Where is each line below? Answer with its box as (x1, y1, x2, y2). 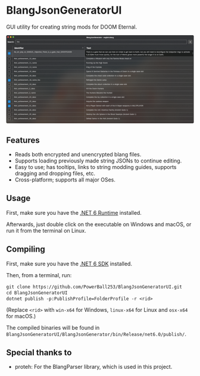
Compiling (6, 245, 46, 255)
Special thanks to (6, 347, 72, 358)
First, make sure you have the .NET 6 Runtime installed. (6, 209, 142, 216)
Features (6, 135, 40, 145)
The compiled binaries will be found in (6, 324, 100, 331)
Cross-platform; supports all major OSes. (14, 176, 116, 183)
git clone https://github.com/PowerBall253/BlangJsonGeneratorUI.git (6, 284, 183, 290)
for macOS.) (6, 312, 36, 319)
